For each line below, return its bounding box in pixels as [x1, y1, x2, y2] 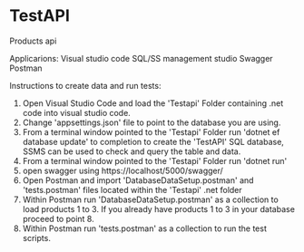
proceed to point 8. [22, 213, 94, 224]
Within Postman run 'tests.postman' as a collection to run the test [22, 223, 268, 234]
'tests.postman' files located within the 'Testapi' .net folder [22, 184, 242, 195]
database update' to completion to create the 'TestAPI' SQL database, [22, 136, 284, 147]
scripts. [22, 232, 52, 243]
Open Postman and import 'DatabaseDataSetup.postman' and [22, 174, 254, 186]
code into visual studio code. [22, 107, 132, 118]
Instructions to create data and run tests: [9, 80, 162, 91]
